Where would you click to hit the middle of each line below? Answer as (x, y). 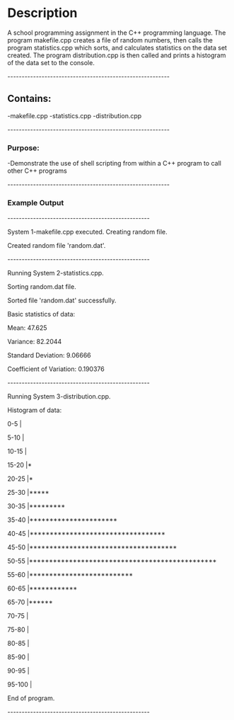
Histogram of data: (35, 410)
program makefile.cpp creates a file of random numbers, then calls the (110, 40)
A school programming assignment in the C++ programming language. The (117, 33)
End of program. (31, 698)
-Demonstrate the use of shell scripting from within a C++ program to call (114, 164)
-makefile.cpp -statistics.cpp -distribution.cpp (75, 115)
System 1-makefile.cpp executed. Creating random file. (87, 232)
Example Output (36, 202)
